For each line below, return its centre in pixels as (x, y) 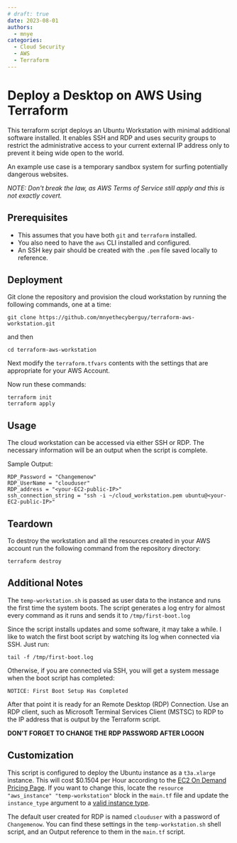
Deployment (35, 280)
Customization (41, 755)
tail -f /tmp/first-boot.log (50, 657)
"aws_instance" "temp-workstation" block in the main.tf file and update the (118, 795)
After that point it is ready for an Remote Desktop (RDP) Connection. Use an (118, 704)
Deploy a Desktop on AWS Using (105, 95)
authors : (20, 27)
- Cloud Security (39, 47)
